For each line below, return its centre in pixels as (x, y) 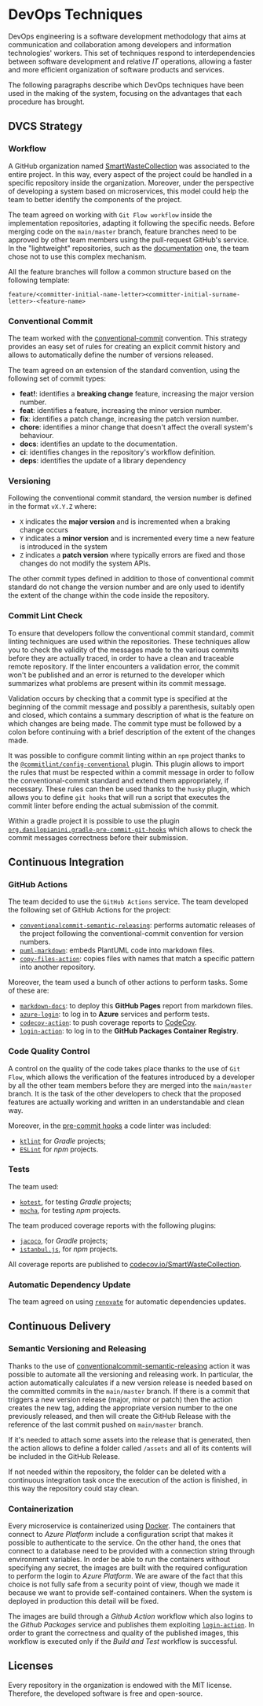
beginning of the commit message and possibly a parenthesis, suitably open (131, 706)
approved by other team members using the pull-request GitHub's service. (129, 240)
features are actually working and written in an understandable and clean (126, 1102)
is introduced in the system (63, 547)
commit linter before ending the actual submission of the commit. (113, 805)
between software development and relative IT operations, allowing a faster (130, 61)
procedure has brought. (46, 101)
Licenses (31, 1666)
